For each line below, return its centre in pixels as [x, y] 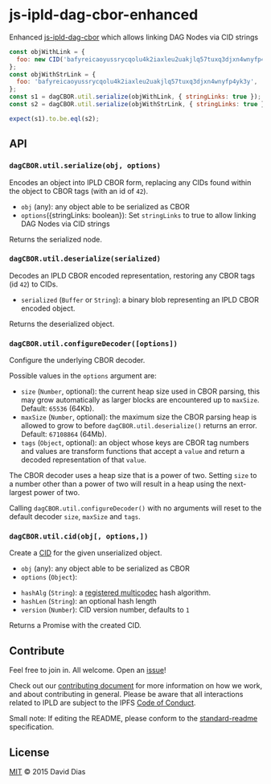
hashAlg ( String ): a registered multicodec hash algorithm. [116, 592]
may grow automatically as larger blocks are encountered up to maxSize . [140, 400]
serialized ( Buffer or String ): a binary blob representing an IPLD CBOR [140, 299]
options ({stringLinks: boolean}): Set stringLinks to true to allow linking [138, 215]
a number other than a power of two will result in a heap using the [118, 484]
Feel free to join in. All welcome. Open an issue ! [88, 671]
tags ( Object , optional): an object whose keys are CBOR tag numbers [135, 443]
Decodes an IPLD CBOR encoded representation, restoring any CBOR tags [132, 275]
